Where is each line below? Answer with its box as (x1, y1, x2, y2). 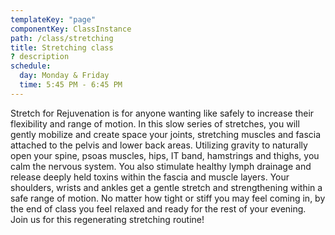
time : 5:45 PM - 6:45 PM (19, 80, 123, 90)
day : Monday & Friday (19, 71, 110, 81)
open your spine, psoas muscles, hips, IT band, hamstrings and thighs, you (10, 149, 320, 161)
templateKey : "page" (10, 14, 97, 25)
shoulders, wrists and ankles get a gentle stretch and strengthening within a (10, 181, 323, 193)
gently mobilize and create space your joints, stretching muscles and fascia (10, 128, 322, 140)
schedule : (10, 61, 52, 71)
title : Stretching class (10, 42, 114, 53)
